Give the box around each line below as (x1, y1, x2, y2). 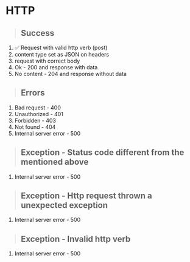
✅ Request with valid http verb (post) (14, 44, 108, 51)
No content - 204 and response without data (14, 71, 127, 77)
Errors (20, 88, 45, 98)
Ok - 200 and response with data (14, 64, 98, 71)
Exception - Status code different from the (20, 147, 185, 158)
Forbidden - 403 (14, 117, 56, 124)
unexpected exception (20, 200, 108, 210)
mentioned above (20, 157, 89, 167)
